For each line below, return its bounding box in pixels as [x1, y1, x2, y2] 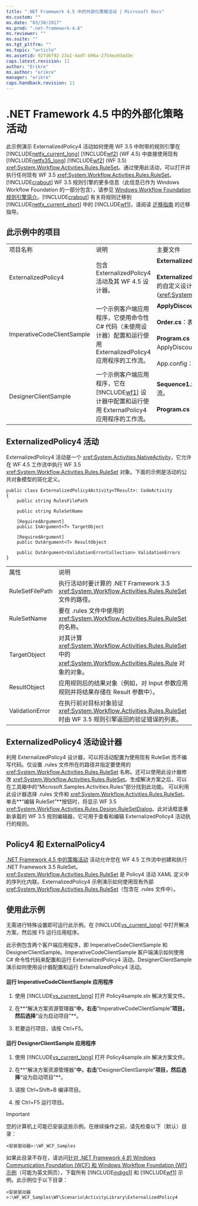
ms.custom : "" [6, 14, 41, 20]
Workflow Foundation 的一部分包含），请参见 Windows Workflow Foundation [6, 186, 191, 193]
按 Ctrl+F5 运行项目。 [14, 1099, 68, 1106]
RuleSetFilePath [9, 586, 53, 595]
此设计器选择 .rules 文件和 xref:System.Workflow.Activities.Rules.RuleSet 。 [6, 790, 188, 798]
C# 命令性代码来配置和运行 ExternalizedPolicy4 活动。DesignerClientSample [6, 956, 192, 963]
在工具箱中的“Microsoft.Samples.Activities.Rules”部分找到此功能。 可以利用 [6, 783, 190, 790]
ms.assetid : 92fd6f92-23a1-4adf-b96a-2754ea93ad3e [6, 53, 133, 59]
